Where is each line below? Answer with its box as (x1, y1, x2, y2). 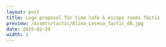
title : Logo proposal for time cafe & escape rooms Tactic (6, 15, 160, 21)
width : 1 (6, 32, 29, 38)
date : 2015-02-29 (6, 26, 51, 32)
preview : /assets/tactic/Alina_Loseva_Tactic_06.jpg (6, 20, 144, 26)
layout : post (6, 9, 40, 15)
